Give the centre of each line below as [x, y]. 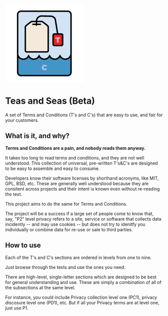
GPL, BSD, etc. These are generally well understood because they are [77, 183]
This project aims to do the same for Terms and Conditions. [66, 204]
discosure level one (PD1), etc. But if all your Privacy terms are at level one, [82, 302]
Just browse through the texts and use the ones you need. [65, 267]
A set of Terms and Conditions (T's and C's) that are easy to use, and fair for [84, 115]
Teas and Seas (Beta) [50, 101]
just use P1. [17, 308]
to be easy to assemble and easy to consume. [52, 168]
